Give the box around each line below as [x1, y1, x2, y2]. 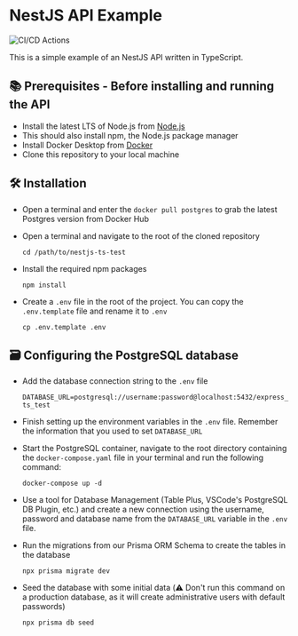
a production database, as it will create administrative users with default [21, 592, 286, 602]
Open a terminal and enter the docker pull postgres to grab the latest [21, 203, 278, 214]
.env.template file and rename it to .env [21, 306, 168, 316]
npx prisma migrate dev [21, 567, 111, 576]
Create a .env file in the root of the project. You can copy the [21, 296, 244, 306]
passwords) [21, 601, 66, 612]
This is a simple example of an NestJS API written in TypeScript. [9, 52, 244, 62]
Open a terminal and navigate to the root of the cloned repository [21, 230, 260, 241]
